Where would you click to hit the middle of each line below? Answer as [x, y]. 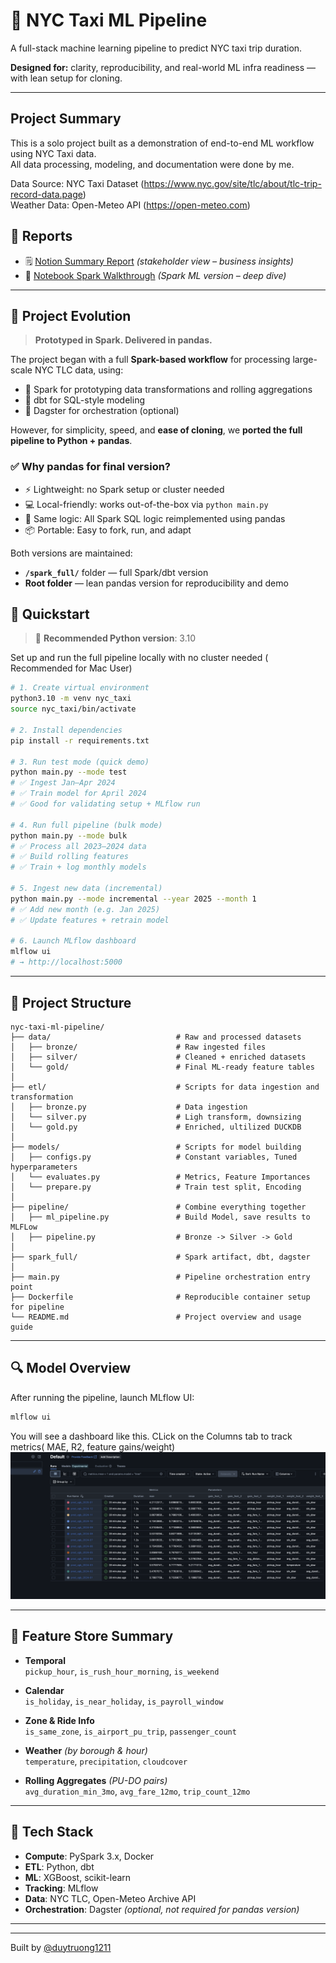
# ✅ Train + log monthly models [78, 867]
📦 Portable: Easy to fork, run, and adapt [108, 530]
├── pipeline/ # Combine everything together [158, 1207]
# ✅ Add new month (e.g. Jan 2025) [85, 909]
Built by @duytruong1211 [61, 1947]
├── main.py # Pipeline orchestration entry [160, 1277]
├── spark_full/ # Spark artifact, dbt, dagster [160, 1257]
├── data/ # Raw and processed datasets [156, 1037]
